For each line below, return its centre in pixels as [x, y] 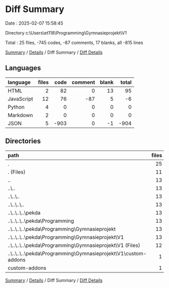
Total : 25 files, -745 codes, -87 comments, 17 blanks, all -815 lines [74, 42]
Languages [23, 68]
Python [16, 107]
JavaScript [21, 99]
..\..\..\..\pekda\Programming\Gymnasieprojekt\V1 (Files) [74, 245]
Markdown [20, 115]
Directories [23, 141]
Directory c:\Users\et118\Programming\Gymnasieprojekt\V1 [66, 33]
